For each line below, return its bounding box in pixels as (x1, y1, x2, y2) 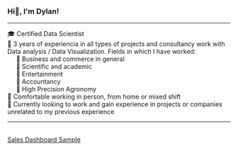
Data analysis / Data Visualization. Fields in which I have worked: (7, 47, 196, 56)
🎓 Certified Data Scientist (7, 30, 85, 38)
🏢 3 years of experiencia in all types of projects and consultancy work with (7, 40, 225, 48)
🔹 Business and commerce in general (16, 55, 125, 63)
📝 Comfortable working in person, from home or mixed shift (7, 92, 181, 101)
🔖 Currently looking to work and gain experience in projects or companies (7, 100, 223, 108)
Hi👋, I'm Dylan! (7, 6, 59, 16)
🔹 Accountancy (16, 77, 61, 86)
